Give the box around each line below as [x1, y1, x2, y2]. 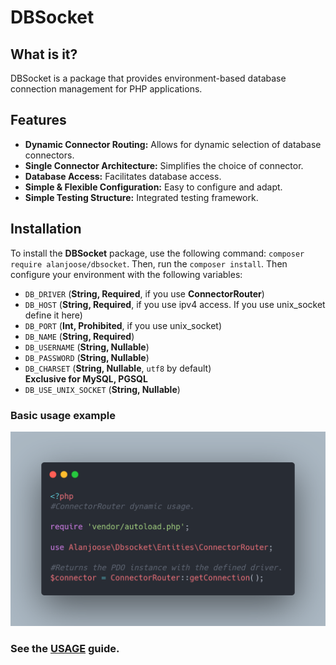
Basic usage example [10, 408, 117, 422]
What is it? [10, 46, 78, 63]
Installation [10, 221, 82, 238]
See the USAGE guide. [10, 642, 120, 656]
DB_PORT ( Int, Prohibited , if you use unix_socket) [24, 319, 223, 331]
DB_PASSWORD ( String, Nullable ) [24, 351, 150, 363]
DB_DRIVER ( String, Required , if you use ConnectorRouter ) [24, 287, 265, 300]
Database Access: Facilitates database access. [24, 170, 222, 182]
